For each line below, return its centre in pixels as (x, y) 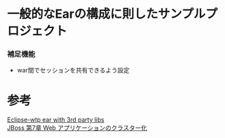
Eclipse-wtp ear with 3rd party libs (56, 120)
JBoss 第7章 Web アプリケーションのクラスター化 (77, 128)
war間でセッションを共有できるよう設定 (73, 70)
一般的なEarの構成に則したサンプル (106, 14)
